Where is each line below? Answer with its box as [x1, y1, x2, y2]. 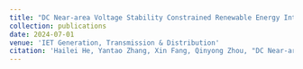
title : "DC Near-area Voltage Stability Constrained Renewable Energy [9, 13, 280, 22]
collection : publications [9, 22, 106, 30]
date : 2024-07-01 [9, 30, 75, 39]
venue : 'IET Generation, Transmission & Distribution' [9, 38, 220, 47]
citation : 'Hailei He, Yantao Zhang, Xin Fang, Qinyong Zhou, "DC [9, 47, 264, 56]
